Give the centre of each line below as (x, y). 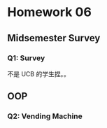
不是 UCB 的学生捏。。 (38, 73)
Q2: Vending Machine (45, 116)
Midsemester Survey (54, 38)
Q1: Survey (26, 58)
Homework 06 (50, 12)
